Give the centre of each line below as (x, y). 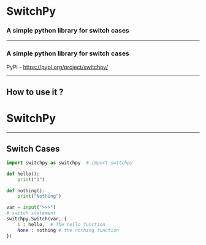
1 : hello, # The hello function (61, 224)
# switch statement (31, 213)
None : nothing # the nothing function (68, 230)
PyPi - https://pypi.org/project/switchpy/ (57, 67)
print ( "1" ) (31, 179)
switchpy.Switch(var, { (37, 219)
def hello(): (23, 174)
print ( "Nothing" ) (40, 196)
